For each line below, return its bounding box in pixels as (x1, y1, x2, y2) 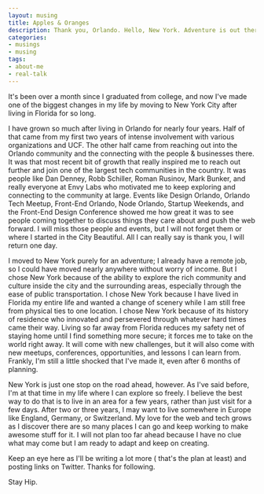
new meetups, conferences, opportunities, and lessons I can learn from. (8, 348, 242, 357)
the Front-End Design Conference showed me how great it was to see (8, 207, 234, 216)
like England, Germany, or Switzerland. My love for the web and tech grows (8, 413, 252, 422)
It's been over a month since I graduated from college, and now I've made (8, 91, 247, 101)
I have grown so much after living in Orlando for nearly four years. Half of (8, 124, 245, 133)
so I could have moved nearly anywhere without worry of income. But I (8, 264, 237, 274)
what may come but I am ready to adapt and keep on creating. (8, 438, 210, 448)
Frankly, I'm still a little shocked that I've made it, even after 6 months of (8, 356, 241, 366)
